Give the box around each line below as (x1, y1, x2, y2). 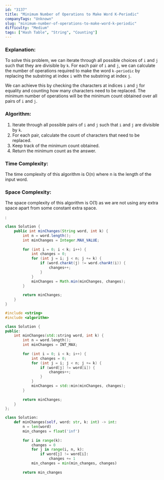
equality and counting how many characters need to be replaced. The (5, 88, 146, 94)
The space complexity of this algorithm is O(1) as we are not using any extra (5, 200, 158, 206)
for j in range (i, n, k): (31, 447, 84, 452)
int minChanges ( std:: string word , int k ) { (14, 333, 104, 338)
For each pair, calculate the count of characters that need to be (12, 132, 140, 138)
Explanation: (5, 46, 36, 53)
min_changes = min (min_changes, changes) (31, 461, 117, 466)
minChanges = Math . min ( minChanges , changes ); (31, 279, 126, 284)
